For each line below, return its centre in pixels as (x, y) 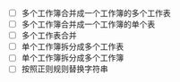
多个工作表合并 (49, 36)
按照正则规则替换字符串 (64, 69)
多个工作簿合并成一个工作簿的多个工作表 (96, 13)
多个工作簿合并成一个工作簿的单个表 (88, 24)
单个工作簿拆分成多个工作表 (73, 46)
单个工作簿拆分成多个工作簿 (73, 58)
